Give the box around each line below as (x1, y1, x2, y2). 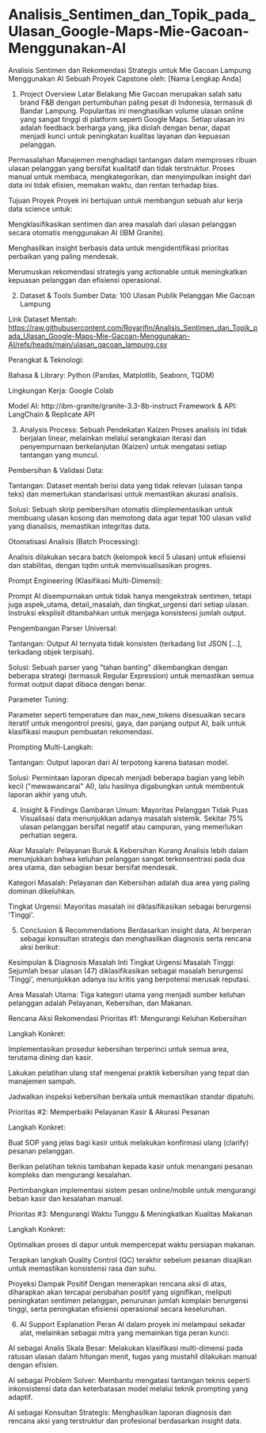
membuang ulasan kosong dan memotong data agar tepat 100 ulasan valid (8, 513, 252, 522)
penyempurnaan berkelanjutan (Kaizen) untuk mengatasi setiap (19, 441, 227, 451)
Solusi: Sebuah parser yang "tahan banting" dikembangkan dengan (8, 662, 228, 672)
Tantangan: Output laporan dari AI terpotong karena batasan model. (8, 757, 230, 767)
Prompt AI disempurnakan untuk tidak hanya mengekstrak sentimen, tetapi (8, 591, 252, 600)
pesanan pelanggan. (8, 1146, 75, 1156)
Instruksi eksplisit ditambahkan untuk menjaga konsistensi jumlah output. (8, 608, 247, 617)
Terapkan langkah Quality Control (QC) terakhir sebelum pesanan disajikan (8, 1255, 252, 1264)
